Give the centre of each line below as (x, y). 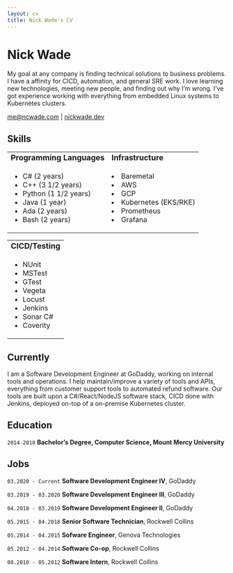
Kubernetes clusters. (37, 103)
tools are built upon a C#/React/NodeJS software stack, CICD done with (111, 396)
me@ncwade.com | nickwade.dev (56, 117)
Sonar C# (38, 317)
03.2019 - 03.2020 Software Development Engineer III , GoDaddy (101, 494)
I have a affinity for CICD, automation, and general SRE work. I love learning (115, 81)
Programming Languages (58, 158)
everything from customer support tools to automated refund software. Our (115, 389)
